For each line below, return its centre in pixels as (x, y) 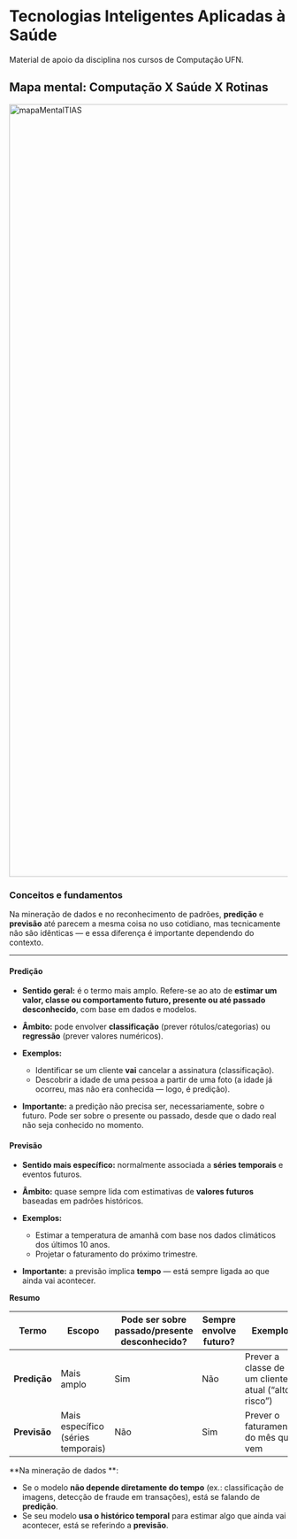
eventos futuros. (52, 1174)
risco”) (259, 1401)
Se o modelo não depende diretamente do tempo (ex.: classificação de (153, 1488)
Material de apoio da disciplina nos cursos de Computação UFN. (127, 59)
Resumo (25, 1298)
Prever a (262, 1357)
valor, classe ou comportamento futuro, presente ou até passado (144, 1000)
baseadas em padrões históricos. (83, 1201)
